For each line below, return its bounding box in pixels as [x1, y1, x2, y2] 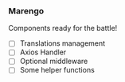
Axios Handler [19, 47, 67, 57]
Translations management [19, 39, 106, 48]
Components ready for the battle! [8, 24, 118, 33]
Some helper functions [19, 65, 96, 75]
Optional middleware [19, 57, 88, 66]
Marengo [8, 6, 45, 17]
